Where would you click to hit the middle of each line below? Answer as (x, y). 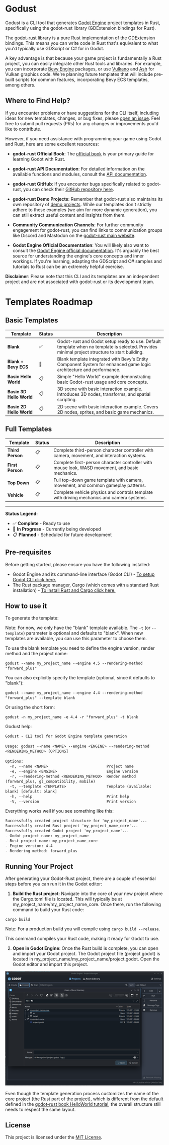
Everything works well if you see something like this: (60, 811)
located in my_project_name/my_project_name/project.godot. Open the (86, 959)
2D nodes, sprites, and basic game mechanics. (106, 412)
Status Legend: (22, 513)
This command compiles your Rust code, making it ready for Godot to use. (82, 939)
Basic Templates (32, 321)
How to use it (26, 606)
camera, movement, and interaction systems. (100, 455)
